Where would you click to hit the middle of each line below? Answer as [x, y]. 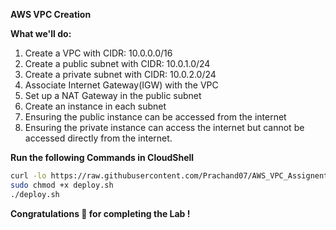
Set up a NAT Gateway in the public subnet [113, 95]
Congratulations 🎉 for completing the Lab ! [100, 213]
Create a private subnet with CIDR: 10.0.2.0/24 [120, 74]
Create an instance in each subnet [95, 106]
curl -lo [28, 176]
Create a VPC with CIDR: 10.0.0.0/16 [98, 53]
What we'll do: [41, 33]
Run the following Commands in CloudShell [102, 157]
